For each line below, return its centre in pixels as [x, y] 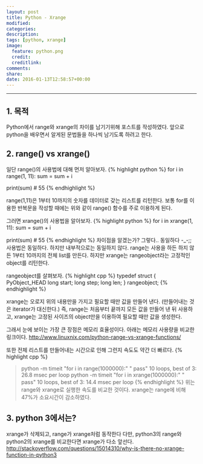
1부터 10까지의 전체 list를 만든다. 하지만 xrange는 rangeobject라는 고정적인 [101, 255]
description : [23, 35]
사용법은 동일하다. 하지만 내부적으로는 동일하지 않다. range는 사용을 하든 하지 [97, 247]
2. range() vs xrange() [48, 154]
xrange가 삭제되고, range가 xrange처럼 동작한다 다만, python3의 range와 [94, 434]
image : [14, 46]
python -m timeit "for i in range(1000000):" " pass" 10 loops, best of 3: [109, 368]
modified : [19, 23]
